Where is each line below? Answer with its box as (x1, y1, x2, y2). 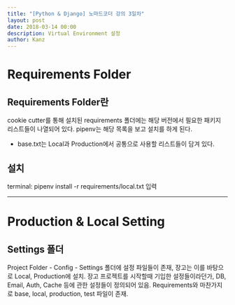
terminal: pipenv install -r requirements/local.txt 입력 (7, 182, 157, 190)
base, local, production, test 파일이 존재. (14, 289, 129, 298)
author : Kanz (7, 36, 45, 43)
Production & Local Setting (7, 214, 166, 230)
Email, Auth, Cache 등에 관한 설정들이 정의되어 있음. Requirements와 (7, 280, 199, 289)
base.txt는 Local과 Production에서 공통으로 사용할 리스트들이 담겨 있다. (17, 140, 215, 148)
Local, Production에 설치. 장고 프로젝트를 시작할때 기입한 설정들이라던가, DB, (14, 271, 227, 280)
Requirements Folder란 (7, 96, 109, 108)
